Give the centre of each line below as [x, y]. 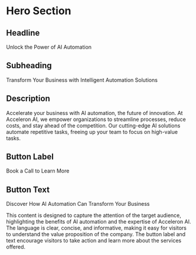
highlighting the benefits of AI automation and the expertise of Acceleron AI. [99, 222]
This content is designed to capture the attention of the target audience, [94, 215]
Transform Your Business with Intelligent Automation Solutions [82, 80]
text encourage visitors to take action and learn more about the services [94, 241]
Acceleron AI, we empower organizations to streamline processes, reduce [96, 119]
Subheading [29, 66]
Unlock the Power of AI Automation [49, 47]
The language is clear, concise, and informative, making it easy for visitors [97, 228]
